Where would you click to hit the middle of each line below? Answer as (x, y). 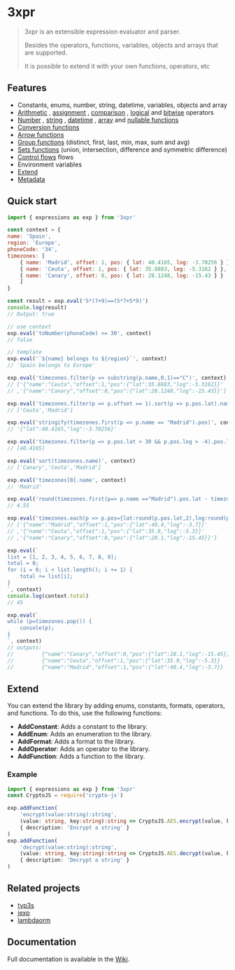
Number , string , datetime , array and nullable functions (98, 120)
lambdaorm (34, 920)
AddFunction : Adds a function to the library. (81, 757)
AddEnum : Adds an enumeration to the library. (85, 734)
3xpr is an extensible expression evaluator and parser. (102, 31)
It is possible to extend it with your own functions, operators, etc (117, 66)
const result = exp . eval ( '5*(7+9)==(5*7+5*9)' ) (78, 301)
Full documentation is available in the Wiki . (69, 959)
